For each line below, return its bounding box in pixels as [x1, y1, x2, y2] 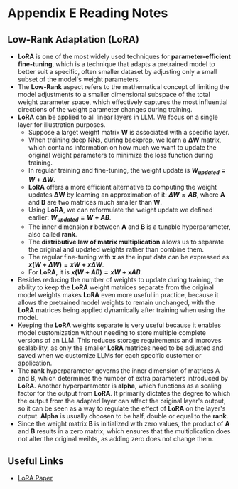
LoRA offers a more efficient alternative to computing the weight [28, 182, 217, 191]
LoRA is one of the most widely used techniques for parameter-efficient [17, 52, 231, 61]
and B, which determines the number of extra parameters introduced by [17, 374, 229, 382]
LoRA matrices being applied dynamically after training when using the [17, 305, 226, 314]
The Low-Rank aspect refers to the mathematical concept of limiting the [17, 83, 229, 91]
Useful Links [7, 455, 64, 467]
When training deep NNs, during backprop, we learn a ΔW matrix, [28, 135, 222, 144]
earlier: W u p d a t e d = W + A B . [28, 212, 112, 223]
